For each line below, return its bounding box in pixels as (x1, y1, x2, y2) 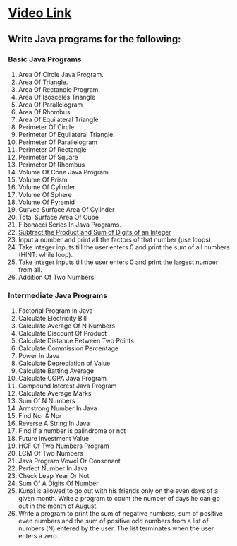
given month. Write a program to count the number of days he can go (18, 494, 221, 503)
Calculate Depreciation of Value (18, 359, 111, 368)
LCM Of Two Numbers (18, 449, 84, 458)
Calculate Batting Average (18, 367, 95, 375)
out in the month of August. (18, 502, 98, 510)
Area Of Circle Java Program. (18, 70, 104, 78)
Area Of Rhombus (18, 107, 71, 116)
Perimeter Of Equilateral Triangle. (18, 130, 116, 138)
